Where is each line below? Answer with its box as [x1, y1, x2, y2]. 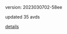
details [5, 23, 19, 29]
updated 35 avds [5, 14, 40, 19]
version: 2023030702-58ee [5, 4, 62, 10]
